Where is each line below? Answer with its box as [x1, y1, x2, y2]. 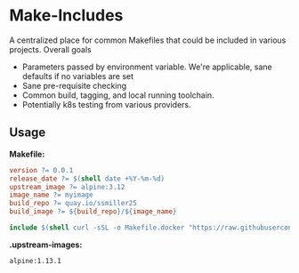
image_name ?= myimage [9, 190, 93, 200]
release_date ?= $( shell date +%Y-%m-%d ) [9, 174, 166, 183]
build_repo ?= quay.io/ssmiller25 [9, 199, 138, 208]
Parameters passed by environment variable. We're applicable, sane [21, 61, 273, 72]
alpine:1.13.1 [9, 256, 62, 265]
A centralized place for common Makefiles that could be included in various [9, 35, 287, 45]
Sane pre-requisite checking [21, 80, 127, 91]
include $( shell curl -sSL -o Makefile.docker [9, 223, 185, 232]
